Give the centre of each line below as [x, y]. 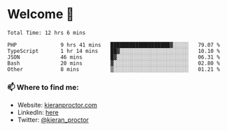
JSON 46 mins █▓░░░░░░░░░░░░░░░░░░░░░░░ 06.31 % [113, 57]
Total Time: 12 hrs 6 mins [46, 33]
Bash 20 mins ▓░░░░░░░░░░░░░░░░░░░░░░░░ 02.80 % [113, 63]
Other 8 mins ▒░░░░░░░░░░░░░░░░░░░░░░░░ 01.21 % [113, 69]
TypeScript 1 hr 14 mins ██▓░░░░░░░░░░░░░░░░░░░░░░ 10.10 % [113, 51]
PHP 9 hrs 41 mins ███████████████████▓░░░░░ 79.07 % [113, 45]
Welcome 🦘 [41, 14]
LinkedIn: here [38, 113]
